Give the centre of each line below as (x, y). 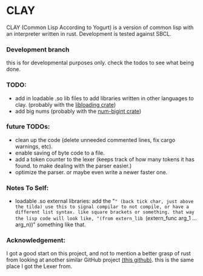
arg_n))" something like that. (50, 224)
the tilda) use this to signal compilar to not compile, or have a (102, 207)
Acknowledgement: (36, 240)
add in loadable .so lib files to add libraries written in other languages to (104, 98)
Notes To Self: (28, 187)
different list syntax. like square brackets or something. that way (105, 212)
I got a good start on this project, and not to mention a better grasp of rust (98, 254)
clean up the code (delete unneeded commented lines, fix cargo (95, 140)
